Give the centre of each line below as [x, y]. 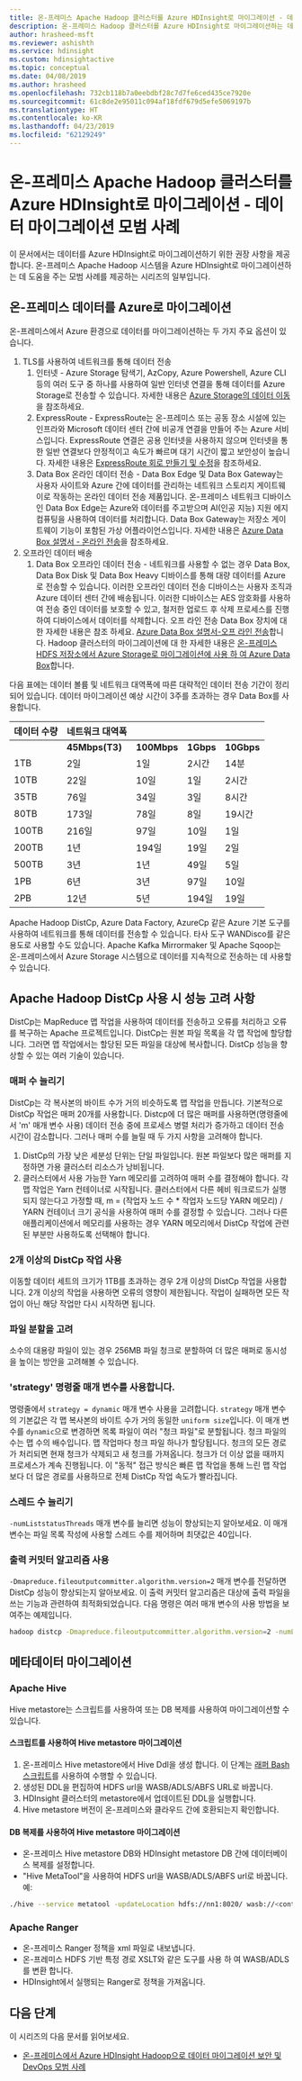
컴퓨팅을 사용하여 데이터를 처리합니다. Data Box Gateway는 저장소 [152, 519]
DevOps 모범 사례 [54, 2067]
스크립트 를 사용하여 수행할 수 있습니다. [89, 1776]
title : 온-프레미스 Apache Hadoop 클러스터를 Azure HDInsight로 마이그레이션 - [146, 18]
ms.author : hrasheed [48, 85]
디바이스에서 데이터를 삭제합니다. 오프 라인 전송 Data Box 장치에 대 [170, 620]
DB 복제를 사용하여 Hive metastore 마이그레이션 [95, 1832]
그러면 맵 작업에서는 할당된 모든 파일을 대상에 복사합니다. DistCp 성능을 [153, 1045]
